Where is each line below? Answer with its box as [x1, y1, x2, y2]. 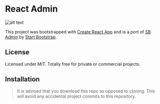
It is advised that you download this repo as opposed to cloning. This [17, 88, 156, 94]
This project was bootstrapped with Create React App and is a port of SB [5, 29, 151, 35]
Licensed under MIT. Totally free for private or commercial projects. [5, 61, 141, 67]
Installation [5, 75, 40, 84]
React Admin [5, 3, 58, 15]
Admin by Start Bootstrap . [5, 34, 57, 40]
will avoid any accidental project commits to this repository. [17, 93, 136, 99]
